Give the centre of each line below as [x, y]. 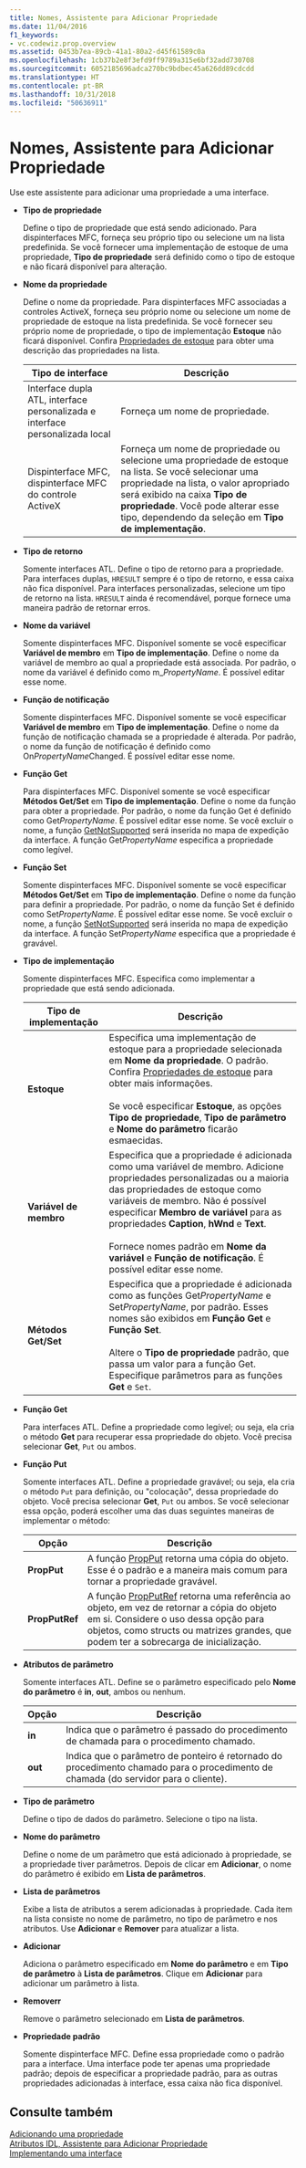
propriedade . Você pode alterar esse [200, 506]
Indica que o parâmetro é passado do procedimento [177, 1730]
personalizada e [61, 412]
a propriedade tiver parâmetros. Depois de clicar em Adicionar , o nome [157, 1864]
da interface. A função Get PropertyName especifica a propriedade [148, 840]
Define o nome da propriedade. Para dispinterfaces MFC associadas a [154, 302]
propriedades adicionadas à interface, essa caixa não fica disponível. [153, 2083]
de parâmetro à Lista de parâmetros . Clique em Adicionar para [143, 1974]
